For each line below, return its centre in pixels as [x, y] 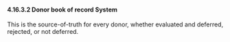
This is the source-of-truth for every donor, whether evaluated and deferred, [115, 24]
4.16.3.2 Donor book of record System [62, 9]
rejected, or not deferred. [43, 32]
